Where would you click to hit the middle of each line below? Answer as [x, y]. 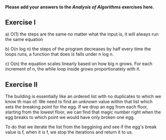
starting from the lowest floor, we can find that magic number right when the [83, 112]
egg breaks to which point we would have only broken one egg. [70, 117]
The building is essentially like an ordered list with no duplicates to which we [83, 97]
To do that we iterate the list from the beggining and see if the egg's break [81, 127]
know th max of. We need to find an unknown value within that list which [79, 102]
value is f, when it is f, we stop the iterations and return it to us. [69, 132]
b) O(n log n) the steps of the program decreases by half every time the [78, 49]
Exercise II [22, 85]
